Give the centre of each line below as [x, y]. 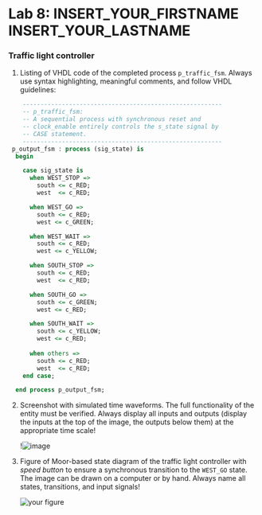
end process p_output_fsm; [60, 390]
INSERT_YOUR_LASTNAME [100, 31]
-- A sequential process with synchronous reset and [112, 119]
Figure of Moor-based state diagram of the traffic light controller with [133, 462]
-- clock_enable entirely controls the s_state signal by [121, 127]
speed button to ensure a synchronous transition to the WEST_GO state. [133, 470]
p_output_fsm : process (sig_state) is [78, 149]
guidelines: [38, 90]
